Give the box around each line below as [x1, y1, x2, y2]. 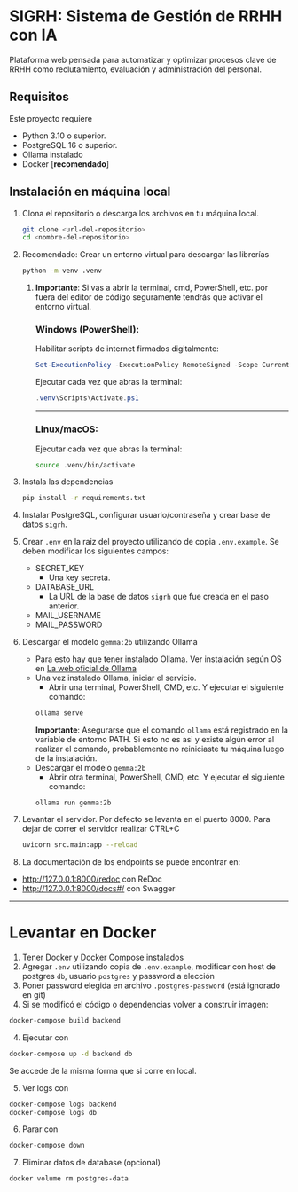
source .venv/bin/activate [35, 460, 136, 469]
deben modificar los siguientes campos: [21, 545, 169, 556]
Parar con [21, 1124, 59, 1134]
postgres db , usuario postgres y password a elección [21, 970, 216, 981]
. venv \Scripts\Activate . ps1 [35, 394, 139, 403]
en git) [21, 989, 46, 1000]
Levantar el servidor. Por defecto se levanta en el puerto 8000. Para [21, 814, 271, 825]
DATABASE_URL [35, 582, 95, 592]
